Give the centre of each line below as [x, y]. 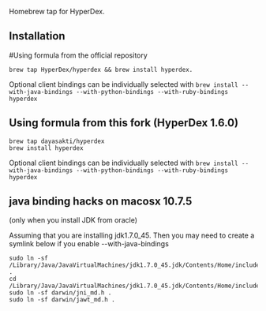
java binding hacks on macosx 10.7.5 [101, 202]
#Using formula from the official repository [79, 55]
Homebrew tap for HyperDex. [57, 11]
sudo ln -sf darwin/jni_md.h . [60, 293]
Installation [37, 36]
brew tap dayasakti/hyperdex [57, 141]
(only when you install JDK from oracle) [73, 220]
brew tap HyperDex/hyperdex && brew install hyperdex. [101, 69]
